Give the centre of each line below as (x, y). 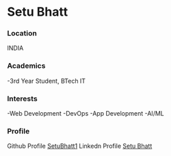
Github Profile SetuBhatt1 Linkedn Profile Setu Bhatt (80, 146)
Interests (22, 99)
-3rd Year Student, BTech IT (47, 81)
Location (22, 34)
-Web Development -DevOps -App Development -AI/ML (85, 114)
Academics (26, 66)
